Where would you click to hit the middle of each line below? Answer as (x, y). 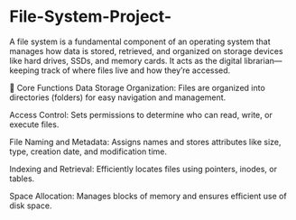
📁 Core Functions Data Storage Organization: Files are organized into (138, 87)
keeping (24, 70)
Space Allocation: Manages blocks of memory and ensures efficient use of (148, 196)
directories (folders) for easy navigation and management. (118, 97)
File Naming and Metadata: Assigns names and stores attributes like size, (145, 142)
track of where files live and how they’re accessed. (136, 70)
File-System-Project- (91, 17)
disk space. (31, 206)
